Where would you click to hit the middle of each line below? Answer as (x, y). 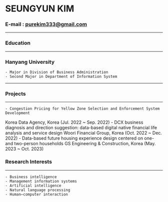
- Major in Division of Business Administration (57, 72)
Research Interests (29, 162)
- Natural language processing (38, 190)
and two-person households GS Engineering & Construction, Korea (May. (80, 144)
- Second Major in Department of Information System (61, 77)
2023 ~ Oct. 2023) (24, 149)
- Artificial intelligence (33, 186)
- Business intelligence (31, 177)
